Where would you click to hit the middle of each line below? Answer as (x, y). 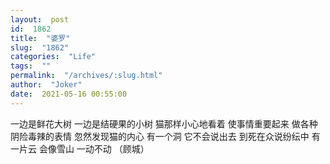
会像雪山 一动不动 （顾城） (94, 148)
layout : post (40, 19)
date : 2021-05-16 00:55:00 (69, 94)
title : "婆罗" (40, 38)
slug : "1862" (40, 47)
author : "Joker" (46, 85)
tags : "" (31, 66)
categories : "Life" (53, 57)
